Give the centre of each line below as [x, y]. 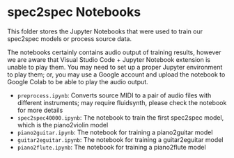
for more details [40, 110]
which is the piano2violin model [63, 125]
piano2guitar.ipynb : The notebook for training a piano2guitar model [115, 132]
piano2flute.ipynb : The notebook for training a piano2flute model [112, 147]
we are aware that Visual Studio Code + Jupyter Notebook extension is [109, 59]
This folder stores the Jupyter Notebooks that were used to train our [105, 31]
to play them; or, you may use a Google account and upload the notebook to [116, 74]
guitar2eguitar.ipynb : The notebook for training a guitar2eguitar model [120, 139]
